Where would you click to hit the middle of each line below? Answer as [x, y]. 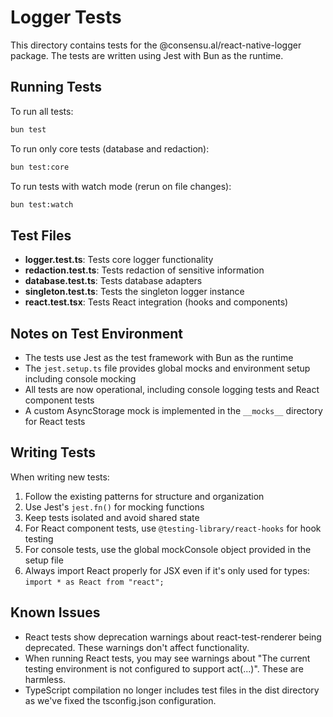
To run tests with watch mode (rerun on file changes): [121, 186]
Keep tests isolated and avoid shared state [112, 517]
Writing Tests [53, 452]
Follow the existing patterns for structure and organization [144, 496]
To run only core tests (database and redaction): [110, 148]
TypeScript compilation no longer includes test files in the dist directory [172, 690]
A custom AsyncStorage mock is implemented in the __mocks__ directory [173, 410]
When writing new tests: [60, 477]
